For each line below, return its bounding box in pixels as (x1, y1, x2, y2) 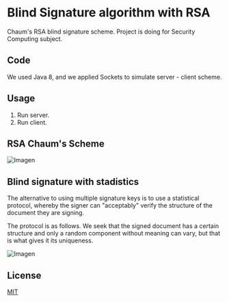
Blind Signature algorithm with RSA (7, 5, 211, 21)
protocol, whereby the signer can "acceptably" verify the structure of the (7, 201, 213, 210)
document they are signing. (7, 209, 84, 217)
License (7, 269, 42, 281)
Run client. (16, 118, 48, 126)
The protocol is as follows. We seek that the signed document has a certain (7, 222, 219, 230)
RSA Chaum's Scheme (7, 138, 105, 149)
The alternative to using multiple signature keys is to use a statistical (7, 194, 200, 203)
